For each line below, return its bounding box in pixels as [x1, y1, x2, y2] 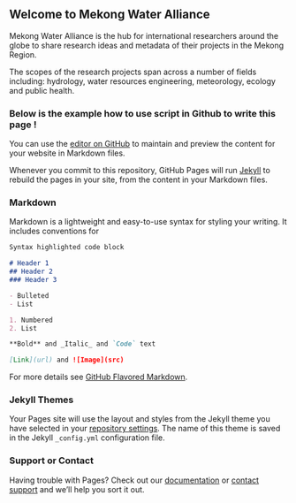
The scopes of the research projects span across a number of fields [9, 66, 257, 77]
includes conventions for [9, 225, 100, 237]
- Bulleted [9, 291, 49, 300]
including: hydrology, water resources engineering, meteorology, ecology [9, 75, 277, 87]
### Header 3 [9, 276, 57, 285]
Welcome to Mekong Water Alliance [9, 7, 210, 22]
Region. [9, 49, 37, 60]
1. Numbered [9, 316, 53, 324]
